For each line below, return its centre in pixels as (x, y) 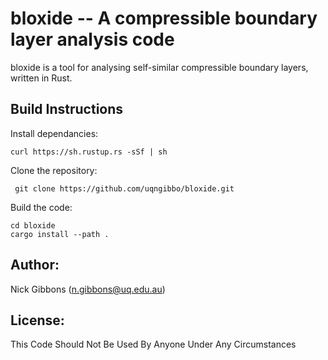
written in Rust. (41, 78)
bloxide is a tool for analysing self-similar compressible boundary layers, (159, 67)
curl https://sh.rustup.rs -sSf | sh (89, 152)
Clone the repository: (54, 170)
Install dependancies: (54, 133)
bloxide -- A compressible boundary (164, 18)
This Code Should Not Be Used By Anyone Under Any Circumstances (153, 344)
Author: (35, 265)
